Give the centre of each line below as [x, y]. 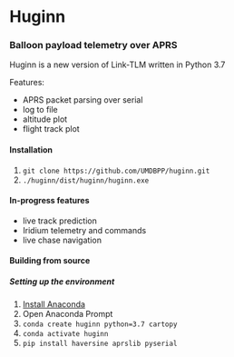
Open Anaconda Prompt [68, 314]
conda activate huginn [65, 334]
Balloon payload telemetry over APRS [94, 45]
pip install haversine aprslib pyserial [100, 344]
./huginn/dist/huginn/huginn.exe [86, 180]
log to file [40, 110]
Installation [31, 150]
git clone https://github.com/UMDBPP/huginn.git [116, 171]
